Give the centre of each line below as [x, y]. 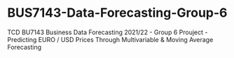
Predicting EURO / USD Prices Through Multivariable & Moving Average [110, 39]
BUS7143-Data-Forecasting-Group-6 [117, 13]
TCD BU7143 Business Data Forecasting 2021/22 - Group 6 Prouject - [108, 32]
